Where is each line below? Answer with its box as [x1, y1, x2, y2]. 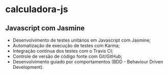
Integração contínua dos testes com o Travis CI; [12, 48, 114, 54]
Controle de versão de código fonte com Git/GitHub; [12, 53, 123, 59]
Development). [12, 64, 44, 70]
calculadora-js [5, 4, 68, 15]
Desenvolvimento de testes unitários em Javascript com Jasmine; [12, 37, 151, 43]
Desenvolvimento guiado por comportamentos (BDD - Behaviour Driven [12, 59, 163, 64]
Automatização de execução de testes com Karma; [12, 43, 120, 49]
